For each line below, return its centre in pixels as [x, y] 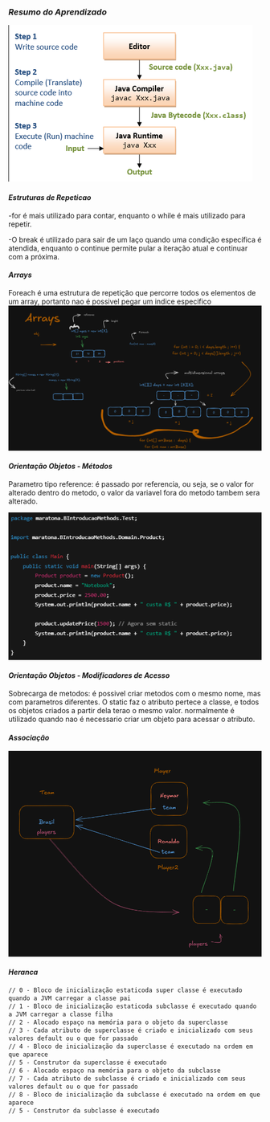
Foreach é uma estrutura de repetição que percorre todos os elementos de [132, 292]
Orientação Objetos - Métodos [60, 466]
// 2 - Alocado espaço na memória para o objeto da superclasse [118, 1022]
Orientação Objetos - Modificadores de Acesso [89, 675]
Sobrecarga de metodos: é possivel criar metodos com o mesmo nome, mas [135, 694]
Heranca [23, 972]
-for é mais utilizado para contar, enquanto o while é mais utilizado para [127, 215]
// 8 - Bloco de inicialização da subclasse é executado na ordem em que [135, 1095]
